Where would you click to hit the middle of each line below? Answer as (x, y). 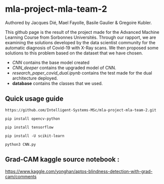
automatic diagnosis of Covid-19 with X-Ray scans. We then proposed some (82, 48)
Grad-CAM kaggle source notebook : (62, 160)
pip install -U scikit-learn (35, 136)
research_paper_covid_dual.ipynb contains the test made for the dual (82, 73)
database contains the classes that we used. (57, 83)
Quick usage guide (34, 99)
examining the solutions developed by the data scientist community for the (80, 42)
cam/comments (21, 176)
